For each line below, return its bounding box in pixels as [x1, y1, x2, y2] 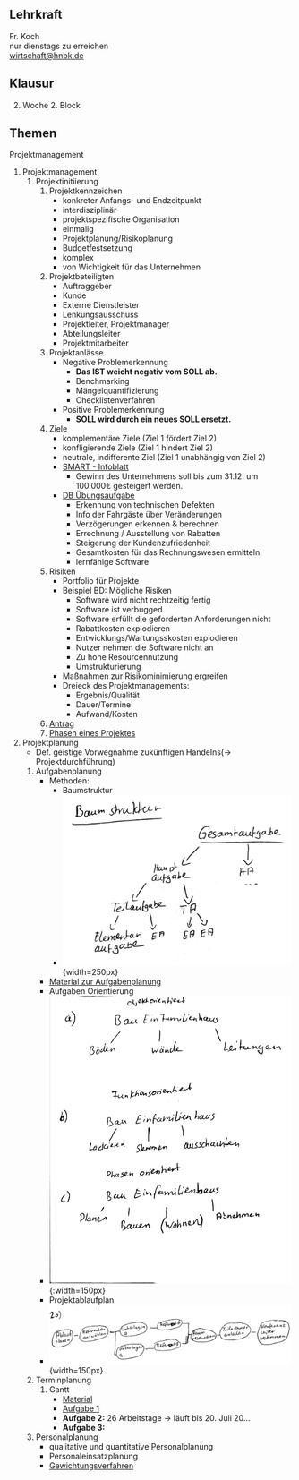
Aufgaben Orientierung [48, 986, 134, 997]
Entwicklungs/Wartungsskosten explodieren [75, 633, 239, 644]
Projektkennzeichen [48, 185, 123, 196]
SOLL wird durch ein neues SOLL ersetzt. [75, 414, 232, 424]
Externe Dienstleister [62, 300, 141, 311]
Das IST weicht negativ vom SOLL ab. [75, 366, 218, 377]
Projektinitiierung [35, 176, 98, 187]
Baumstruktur [62, 785, 114, 796]
